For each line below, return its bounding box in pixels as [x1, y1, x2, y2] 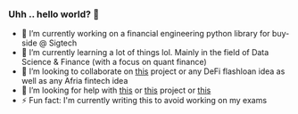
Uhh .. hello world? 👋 [8, 8, 100, 20]
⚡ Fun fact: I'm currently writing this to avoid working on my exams [21, 95, 268, 106]
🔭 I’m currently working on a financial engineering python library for [21, 28, 270, 39]
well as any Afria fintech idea [21, 76, 128, 86]
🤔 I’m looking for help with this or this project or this [21, 85, 211, 96]
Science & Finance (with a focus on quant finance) [21, 57, 207, 68]
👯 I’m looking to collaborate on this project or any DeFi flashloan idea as [21, 66, 286, 77]
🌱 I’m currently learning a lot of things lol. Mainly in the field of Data [21, 47, 269, 58]
